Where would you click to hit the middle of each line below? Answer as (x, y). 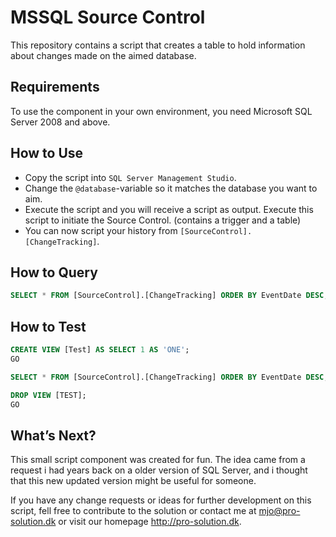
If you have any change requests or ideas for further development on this (161, 500)
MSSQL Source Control (108, 17)
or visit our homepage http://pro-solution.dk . (150, 522)
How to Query (54, 272)
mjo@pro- (279, 511)
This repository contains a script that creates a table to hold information (158, 45)
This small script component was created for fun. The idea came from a (158, 460)
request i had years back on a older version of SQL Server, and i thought (159, 470)
